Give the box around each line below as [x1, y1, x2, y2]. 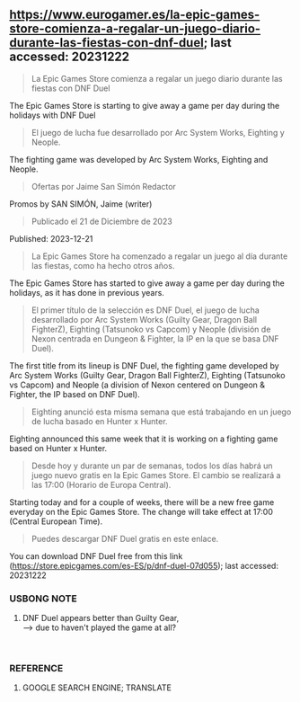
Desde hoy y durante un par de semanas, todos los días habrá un [31, 460, 273, 471]
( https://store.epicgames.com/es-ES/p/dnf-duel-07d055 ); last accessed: [9, 560, 278, 571]
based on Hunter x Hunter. [9, 442, 108, 453]
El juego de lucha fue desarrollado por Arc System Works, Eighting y [31, 127, 285, 138]
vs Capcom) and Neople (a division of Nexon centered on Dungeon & [9, 379, 266, 390]
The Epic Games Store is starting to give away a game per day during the [9, 100, 280, 111]
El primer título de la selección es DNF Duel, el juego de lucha [31, 305, 260, 315]
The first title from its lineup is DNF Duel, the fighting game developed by [9, 360, 280, 371]
